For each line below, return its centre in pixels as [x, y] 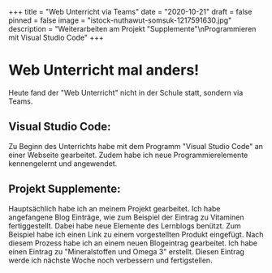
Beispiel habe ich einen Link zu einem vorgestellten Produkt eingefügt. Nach [136, 234]
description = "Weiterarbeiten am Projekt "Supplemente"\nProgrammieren [132, 29]
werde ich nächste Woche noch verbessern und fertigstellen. [110, 260]
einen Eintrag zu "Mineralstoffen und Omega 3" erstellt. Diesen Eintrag [127, 251]
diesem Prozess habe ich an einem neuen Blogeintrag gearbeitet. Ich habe [133, 243]
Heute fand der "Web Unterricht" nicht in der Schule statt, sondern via [126, 92]
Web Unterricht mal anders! [104, 70]
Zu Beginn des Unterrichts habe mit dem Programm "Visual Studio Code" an [136, 146]
